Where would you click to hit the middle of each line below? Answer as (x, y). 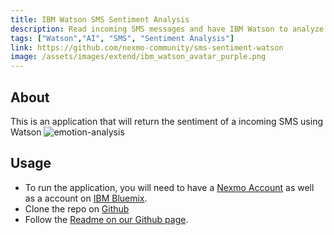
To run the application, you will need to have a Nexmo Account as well (169, 187)
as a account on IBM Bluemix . (86, 198)
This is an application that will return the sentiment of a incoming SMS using (166, 121)
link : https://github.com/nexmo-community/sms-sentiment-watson (147, 47)
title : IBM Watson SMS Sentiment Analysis (100, 19)
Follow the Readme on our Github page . (106, 219)
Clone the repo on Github (77, 208)
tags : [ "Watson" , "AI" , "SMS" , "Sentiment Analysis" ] (122, 38)
